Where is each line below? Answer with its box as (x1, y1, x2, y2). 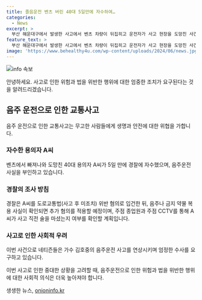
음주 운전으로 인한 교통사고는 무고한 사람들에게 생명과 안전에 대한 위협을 (6, 122, 175, 130)
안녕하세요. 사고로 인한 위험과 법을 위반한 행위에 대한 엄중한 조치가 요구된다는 (6, 78, 188, 85)
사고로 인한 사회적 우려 (6, 231, 68, 240)
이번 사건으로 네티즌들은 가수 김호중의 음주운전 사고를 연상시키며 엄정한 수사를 (6, 246, 189, 254)
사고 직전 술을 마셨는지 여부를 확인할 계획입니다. (17, 215, 130, 222)
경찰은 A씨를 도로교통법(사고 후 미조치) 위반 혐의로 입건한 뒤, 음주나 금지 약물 (6, 200, 187, 207)
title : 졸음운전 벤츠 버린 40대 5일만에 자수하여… (6, 8, 115, 15)
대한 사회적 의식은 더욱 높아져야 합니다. (12, 274, 104, 281)
